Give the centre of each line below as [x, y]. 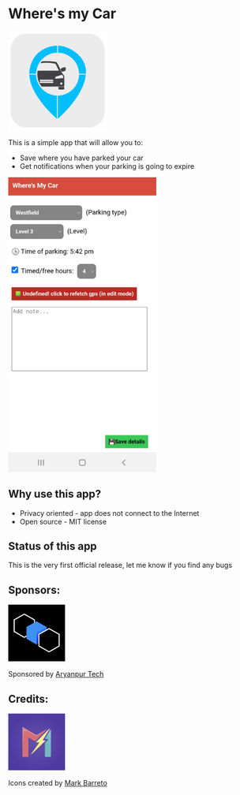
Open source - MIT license [63, 521]
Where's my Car [62, 14]
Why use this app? [55, 494]
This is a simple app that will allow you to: [76, 142]
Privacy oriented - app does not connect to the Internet [109, 513]
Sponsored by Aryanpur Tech [56, 674]
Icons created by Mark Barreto [58, 783]
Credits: [28, 699]
